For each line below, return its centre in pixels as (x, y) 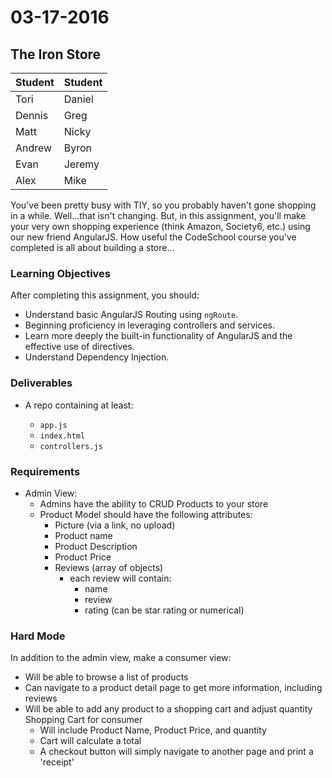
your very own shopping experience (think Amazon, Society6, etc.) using (160, 226)
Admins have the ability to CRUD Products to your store (154, 503)
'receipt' (57, 762)
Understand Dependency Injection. (97, 357)
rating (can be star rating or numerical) (164, 610)
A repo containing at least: (79, 405)
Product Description (96, 546)
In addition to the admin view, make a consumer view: (121, 658)
